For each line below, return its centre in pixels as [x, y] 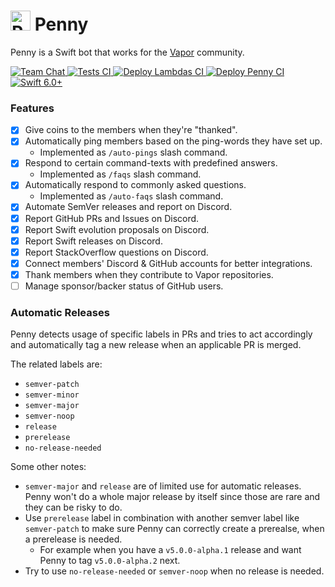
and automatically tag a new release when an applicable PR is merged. [156, 345]
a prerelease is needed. [73, 539]
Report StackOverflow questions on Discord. [116, 252]
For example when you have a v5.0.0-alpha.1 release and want [170, 550]
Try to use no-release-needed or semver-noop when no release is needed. [174, 571]
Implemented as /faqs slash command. [120, 174]
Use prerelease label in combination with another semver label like [162, 518]
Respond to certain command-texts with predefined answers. [151, 163]
